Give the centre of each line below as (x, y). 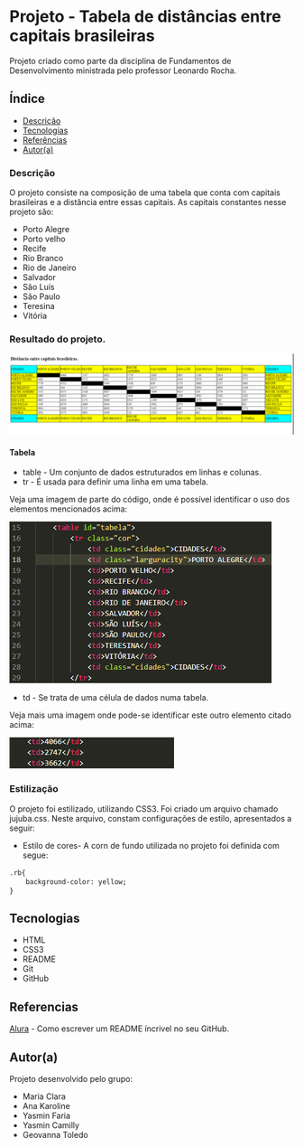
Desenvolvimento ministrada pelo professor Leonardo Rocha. (123, 71)
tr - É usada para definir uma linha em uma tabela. (115, 482)
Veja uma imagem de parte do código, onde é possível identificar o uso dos (150, 500)
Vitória (35, 316)
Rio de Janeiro (49, 268)
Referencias (44, 1006)
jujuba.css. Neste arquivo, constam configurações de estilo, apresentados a (151, 818)
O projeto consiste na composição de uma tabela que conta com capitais (145, 193)
